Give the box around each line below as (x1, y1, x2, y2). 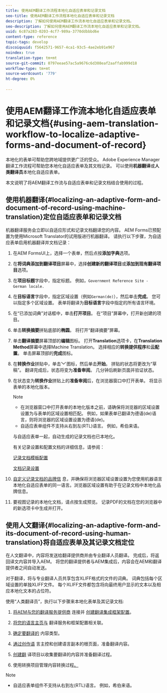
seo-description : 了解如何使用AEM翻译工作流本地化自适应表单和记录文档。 (5, 24, 143, 29)
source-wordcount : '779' (5, 71, 57, 76)
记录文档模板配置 (12, 455, 48, 461)
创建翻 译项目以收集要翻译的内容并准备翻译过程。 (12, 652, 115, 658)
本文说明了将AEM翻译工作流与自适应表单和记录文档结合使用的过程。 (5, 180, 146, 186)
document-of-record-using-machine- (5, 204, 126, 212)
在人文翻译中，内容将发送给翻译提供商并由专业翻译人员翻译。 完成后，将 (5, 552, 155, 558)
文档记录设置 (12, 465, 39, 471)
